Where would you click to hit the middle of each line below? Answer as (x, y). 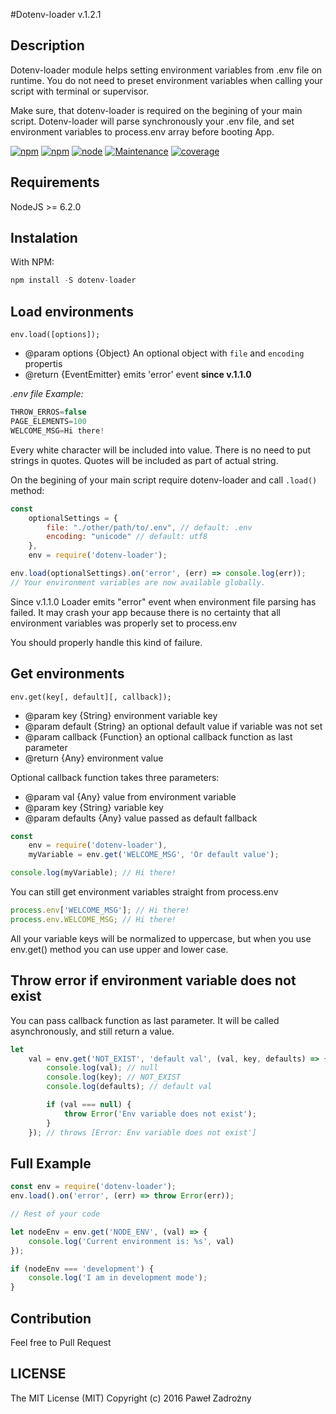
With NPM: (32, 262)
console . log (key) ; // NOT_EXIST (114, 1077)
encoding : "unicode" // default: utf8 (127, 537)
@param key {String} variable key (94, 807)
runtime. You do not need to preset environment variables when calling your (166, 80)
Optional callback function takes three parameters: (115, 777)
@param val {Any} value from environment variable (130, 796)
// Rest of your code (55, 1214)
